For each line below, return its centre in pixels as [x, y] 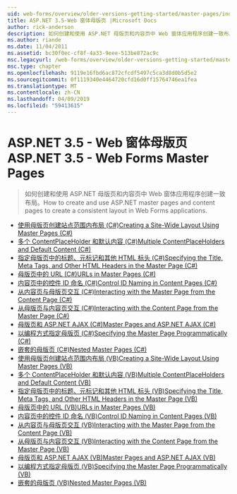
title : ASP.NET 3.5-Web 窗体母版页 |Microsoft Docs [82, 20]
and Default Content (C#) [54, 249]
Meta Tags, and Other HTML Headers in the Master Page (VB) [108, 399]
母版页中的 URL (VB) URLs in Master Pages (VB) [86, 407]
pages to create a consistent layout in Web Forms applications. [116, 210]
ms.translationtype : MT [42, 86]
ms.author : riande [34, 40]
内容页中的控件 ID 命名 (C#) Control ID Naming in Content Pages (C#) [117, 282]
